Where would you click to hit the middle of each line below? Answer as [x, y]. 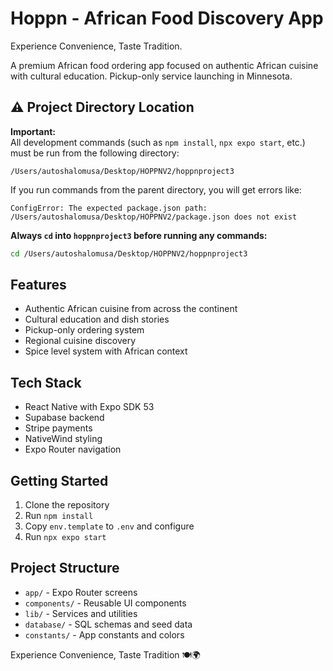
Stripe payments [58, 428]
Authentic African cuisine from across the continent [131, 309]
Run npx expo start [65, 537]
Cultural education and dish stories [97, 319]
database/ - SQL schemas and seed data [108, 624]
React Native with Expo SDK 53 [89, 407]
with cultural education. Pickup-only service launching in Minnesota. [151, 76]
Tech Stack [46, 382]
